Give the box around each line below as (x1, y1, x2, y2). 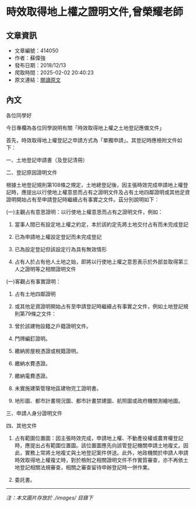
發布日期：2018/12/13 (14, 62, 66, 68)
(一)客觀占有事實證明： (6, 278, 61, 285)
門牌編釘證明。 (14, 335, 51, 342)
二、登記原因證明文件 (6, 169, 57, 176)
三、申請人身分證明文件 (6, 409, 62, 416)
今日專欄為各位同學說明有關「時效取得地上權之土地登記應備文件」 (6, 124, 164, 131)
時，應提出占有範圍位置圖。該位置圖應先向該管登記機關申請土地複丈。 (14, 441, 184, 448)
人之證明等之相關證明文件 (14, 265, 76, 272)
